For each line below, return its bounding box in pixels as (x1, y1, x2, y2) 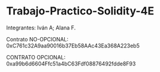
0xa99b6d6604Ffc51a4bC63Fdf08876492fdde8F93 (6, 60, 136, 67)
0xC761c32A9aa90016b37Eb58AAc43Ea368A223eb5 (6, 42, 140, 49)
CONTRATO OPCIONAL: (6, 53, 66, 61)
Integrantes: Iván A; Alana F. (6, 24, 76, 31)
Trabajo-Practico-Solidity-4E (6, 4, 155, 18)
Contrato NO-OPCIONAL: (6, 35, 69, 43)
